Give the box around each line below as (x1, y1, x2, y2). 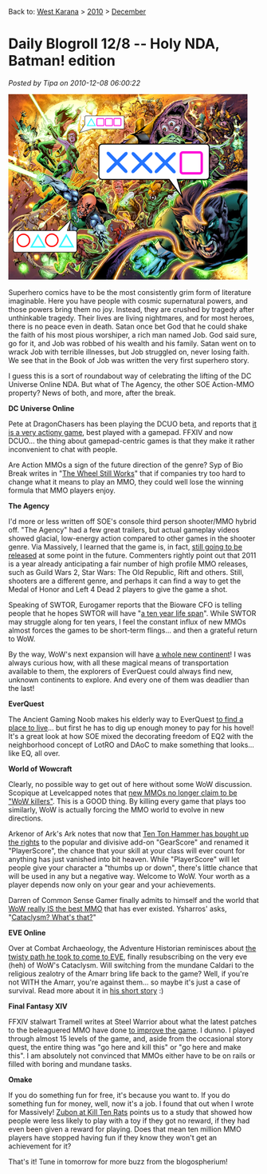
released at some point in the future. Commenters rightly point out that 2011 (8, 550, 257, 560)
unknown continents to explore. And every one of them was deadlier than (8, 675, 249, 685)
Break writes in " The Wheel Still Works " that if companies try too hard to (8, 468, 245, 478)
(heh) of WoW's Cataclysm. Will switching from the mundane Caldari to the (8, 960, 254, 970)
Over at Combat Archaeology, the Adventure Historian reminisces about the (8, 943, 257, 952)
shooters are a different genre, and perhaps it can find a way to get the (8, 576, 241, 585)
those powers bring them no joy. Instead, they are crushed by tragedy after (8, 304, 255, 314)
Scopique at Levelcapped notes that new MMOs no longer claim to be (8, 788, 238, 797)
